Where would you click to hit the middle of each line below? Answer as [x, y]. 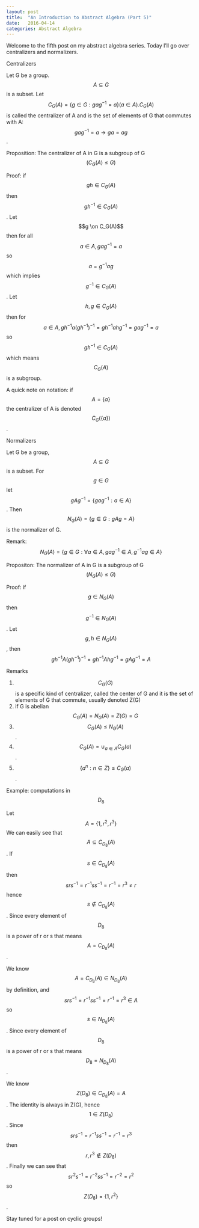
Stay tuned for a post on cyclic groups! [54, 1219]
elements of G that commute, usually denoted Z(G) [78, 700]
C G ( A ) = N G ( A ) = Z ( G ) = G [105, 716]
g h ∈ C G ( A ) [101, 186]
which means [23, 358]
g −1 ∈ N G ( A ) [101, 618]
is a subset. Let [25, 94]
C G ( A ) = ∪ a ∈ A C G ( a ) [106, 748]
